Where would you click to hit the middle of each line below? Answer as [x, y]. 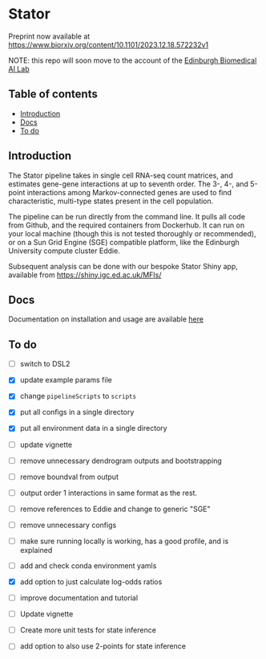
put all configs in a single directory [77, 412]
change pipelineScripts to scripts [78, 396]
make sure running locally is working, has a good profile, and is [124, 541]
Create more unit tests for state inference [88, 630]
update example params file [66, 380]
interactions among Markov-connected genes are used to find [129, 192]
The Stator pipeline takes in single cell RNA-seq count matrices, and [121, 175]
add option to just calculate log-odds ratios [91, 582]
